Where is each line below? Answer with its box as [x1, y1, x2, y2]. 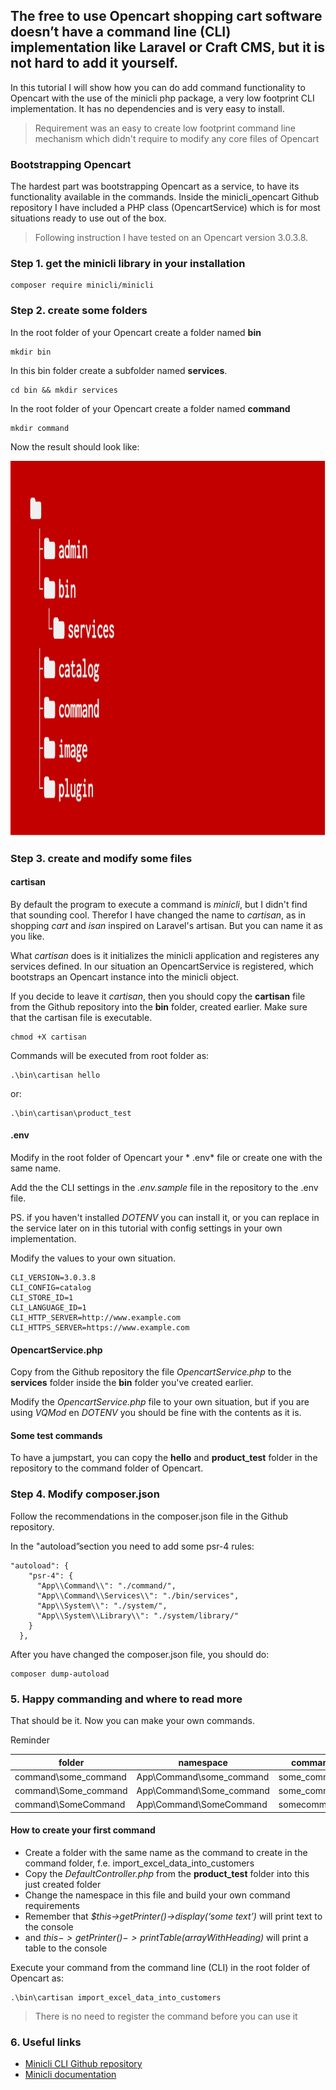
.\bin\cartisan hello [10, 1070, 101, 1080]
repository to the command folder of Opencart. [10, 1462, 204, 1474]
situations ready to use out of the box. [10, 212, 167, 224]
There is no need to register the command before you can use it [34, 2010, 298, 2022]
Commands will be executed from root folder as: [10, 1049, 210, 1061]
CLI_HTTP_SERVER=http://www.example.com [10, 1313, 182, 1323]
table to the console [24, 1942, 108, 1954]
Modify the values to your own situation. [10, 1252, 176, 1264]
